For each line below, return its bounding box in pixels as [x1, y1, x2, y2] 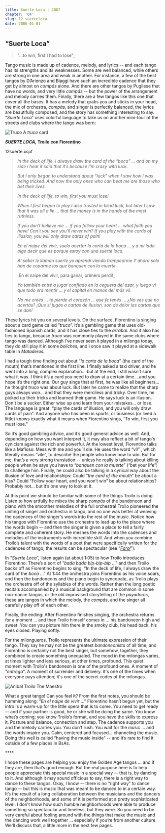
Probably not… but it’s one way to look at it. [5, 483, 93, 489]
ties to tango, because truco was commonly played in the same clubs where [5, 333, 160, 339]
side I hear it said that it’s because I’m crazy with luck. [17, 164, 128, 170]
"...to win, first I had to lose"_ [17, 52, 76, 58]
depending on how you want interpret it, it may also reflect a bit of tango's [5, 436, 156, 442]
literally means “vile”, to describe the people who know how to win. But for [5, 452, 156, 458]
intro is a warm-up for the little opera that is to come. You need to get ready [5, 703, 159, 709]
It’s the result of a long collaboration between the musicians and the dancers [5, 791, 161, 797]
